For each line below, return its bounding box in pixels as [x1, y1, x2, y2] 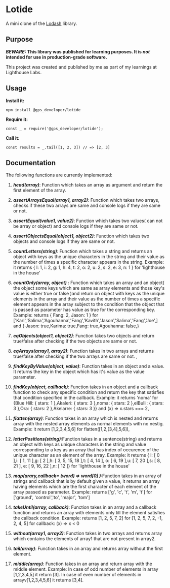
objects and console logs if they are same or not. [13, 238, 115, 244]
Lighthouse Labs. [6, 69, 42, 75]
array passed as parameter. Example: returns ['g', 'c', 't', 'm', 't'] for [13, 489, 152, 495]
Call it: [6, 135, 20, 141]
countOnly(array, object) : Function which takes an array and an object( [13, 280, 164, 286]
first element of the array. [13, 187, 66, 194]
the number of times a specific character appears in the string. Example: [13, 259, 164, 265]
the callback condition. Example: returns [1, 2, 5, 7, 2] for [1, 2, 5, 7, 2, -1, [13, 515, 163, 521]
